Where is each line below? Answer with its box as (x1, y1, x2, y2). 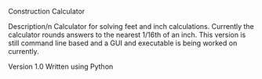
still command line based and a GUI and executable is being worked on (8, 38, 238, 48)
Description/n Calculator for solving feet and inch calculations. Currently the (8, 22, 255, 31)
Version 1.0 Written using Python (8, 62, 114, 71)
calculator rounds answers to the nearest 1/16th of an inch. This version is (8, 31, 246, 39)
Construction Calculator (8, 7, 86, 16)
